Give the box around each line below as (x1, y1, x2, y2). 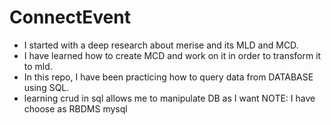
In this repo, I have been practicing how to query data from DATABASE (23, 71, 314, 83)
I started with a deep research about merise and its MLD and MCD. (23, 39, 299, 51)
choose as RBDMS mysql (23, 102, 128, 115)
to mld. (23, 60, 53, 72)
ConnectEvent (9, 6, 131, 29)
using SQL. (23, 81, 70, 93)
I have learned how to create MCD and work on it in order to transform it (23, 49, 322, 61)
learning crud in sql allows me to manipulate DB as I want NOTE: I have (23, 92, 316, 104)
